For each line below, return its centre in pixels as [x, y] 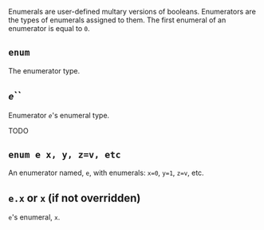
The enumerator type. [44, 70]
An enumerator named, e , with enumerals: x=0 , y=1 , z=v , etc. [106, 173]
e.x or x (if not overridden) [75, 198]
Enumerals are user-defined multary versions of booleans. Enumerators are [132, 12]
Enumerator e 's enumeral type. [59, 115]
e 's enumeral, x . [34, 217]
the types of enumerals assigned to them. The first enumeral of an [117, 20]
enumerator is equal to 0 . [49, 28]
